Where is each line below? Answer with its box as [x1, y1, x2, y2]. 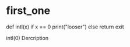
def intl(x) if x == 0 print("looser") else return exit [6, 23, 124, 30]
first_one [6, 4, 51, 17]
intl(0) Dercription [6, 34, 48, 41]
